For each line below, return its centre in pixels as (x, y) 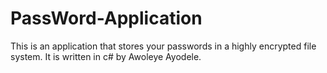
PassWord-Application (106, 18)
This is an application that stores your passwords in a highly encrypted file (163, 46)
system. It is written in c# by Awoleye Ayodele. (106, 56)
